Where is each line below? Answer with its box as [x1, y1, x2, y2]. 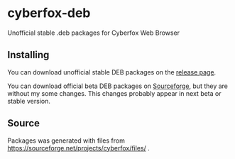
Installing [7, 49, 50, 61]
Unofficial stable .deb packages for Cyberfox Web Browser [7, 28, 180, 37]
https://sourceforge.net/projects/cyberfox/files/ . [7, 143, 151, 152]
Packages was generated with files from [7, 136, 126, 145]
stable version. [7, 97, 51, 105]
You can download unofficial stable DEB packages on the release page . [7, 67, 217, 76]
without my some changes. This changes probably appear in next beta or [7, 89, 222, 97]
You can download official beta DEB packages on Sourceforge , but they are [7, 82, 229, 90]
